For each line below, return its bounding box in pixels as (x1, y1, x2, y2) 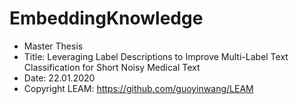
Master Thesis (23, 40, 84, 52)
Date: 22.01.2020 (23, 72, 96, 84)
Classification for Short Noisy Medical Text (23, 61, 201, 73)
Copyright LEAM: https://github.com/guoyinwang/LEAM (23, 82, 254, 94)
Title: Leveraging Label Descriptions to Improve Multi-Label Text (23, 50, 289, 62)
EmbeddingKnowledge (9, 7, 204, 30)
